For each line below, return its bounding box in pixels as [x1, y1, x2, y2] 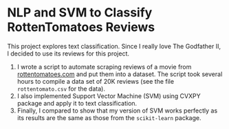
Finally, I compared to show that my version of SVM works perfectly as [17, 106, 218, 115]
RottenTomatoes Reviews [7, 19, 155, 35]
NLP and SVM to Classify [7, 5, 153, 21]
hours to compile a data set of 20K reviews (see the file [17, 77, 174, 85]
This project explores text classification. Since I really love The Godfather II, [7, 42, 221, 50]
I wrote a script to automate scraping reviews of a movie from [17, 62, 192, 71]
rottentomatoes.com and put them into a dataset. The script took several [17, 70, 223, 78]
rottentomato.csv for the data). [17, 84, 105, 93]
